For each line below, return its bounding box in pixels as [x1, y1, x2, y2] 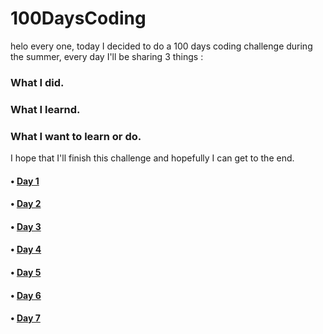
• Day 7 [10, 312, 41, 324]
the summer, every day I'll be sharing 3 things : [10, 50, 204, 62]
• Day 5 [10, 267, 42, 279]
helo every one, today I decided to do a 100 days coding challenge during [10, 40, 313, 52]
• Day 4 [10, 243, 42, 256]
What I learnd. [10, 102, 81, 116]
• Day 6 [10, 289, 42, 301]
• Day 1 [10, 175, 40, 187]
